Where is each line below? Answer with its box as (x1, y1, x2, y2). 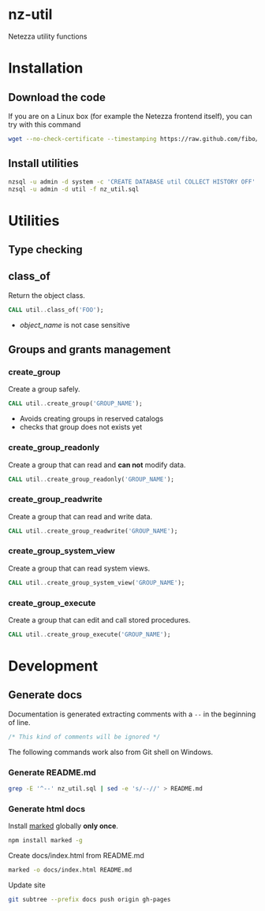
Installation (8, 59, 84, 77)
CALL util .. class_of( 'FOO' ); (8, 306, 104, 314)
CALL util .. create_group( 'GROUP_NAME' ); (8, 400, 144, 407)
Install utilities (8, 157, 79, 170)
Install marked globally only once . (8, 821, 118, 831)
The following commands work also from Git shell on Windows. (8, 747, 214, 757)
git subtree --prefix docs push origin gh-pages (8, 895, 171, 903)
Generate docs (8, 688, 83, 702)
